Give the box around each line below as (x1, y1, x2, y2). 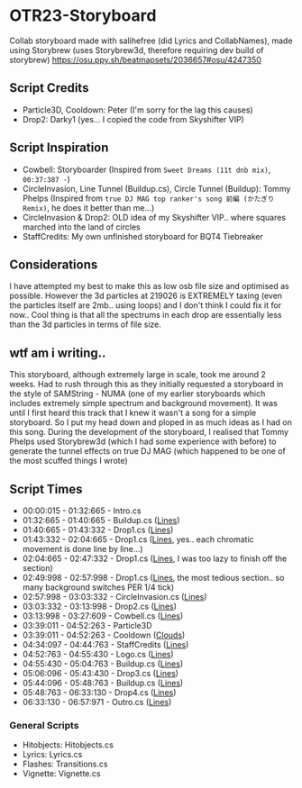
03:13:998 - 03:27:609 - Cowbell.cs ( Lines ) (22, 611, 184, 621)
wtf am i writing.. (9, 345, 106, 360)
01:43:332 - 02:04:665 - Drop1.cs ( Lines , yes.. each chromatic (22, 534, 254, 545)
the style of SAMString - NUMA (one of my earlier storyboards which (9, 388, 266, 399)
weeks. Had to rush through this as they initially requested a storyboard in (9, 379, 284, 390)
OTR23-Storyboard (9, 5, 157, 26)
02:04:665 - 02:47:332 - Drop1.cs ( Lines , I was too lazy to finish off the (22, 553, 288, 564)
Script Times (9, 481, 83, 496)
